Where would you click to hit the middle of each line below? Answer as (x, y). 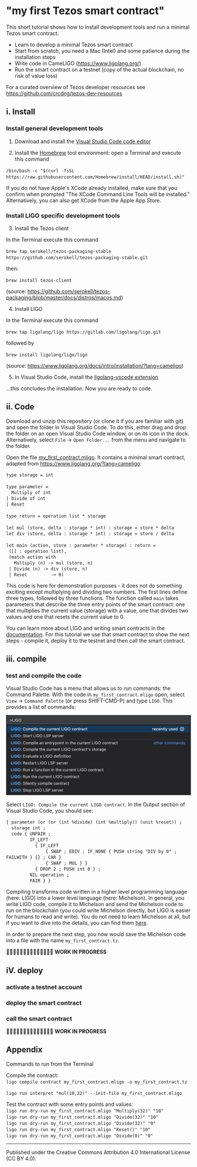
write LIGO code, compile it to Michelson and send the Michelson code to (95, 904)
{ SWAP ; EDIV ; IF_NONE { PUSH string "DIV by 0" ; (111, 851)
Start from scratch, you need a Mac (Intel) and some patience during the (102, 50)
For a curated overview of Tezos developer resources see (76, 87)
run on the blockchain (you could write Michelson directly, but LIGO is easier (98, 911)
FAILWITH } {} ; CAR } (34, 857)
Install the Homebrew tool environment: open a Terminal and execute (98, 152)
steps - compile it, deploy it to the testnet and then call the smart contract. (96, 640)
